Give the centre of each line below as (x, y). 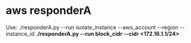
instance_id (20, 33)
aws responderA (49, 11)
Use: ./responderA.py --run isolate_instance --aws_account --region (92, 27)
